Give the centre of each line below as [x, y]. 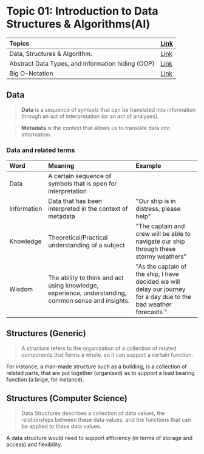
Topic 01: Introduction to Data [82, 11]
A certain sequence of [80, 176]
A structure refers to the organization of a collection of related [99, 348]
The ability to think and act [86, 278]
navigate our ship [160, 241]
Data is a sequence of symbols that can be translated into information [108, 109]
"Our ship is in [156, 201]
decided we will [158, 282]
